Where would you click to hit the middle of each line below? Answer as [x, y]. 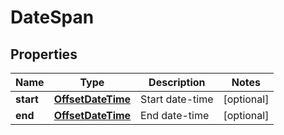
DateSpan [52, 17]
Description [177, 82]
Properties [44, 54]
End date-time [175, 115]
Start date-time [177, 99]
